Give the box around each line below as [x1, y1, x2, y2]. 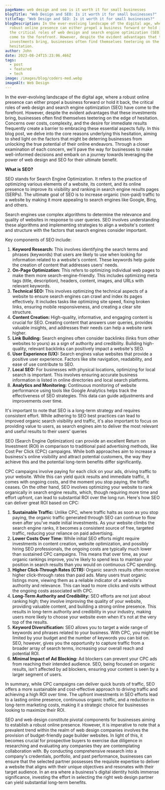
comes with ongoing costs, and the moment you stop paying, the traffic [5, 478, 150, 485]
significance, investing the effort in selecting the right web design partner [5, 774, 154, 780]
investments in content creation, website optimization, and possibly [12, 540, 149, 546]
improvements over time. [12, 398, 63, 404]
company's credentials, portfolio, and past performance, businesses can [5, 753, 152, 759]
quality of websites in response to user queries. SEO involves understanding [5, 217, 160, 222]
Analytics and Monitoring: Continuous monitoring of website [12, 382, 137, 388]
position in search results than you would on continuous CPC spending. [12, 562, 157, 568]
